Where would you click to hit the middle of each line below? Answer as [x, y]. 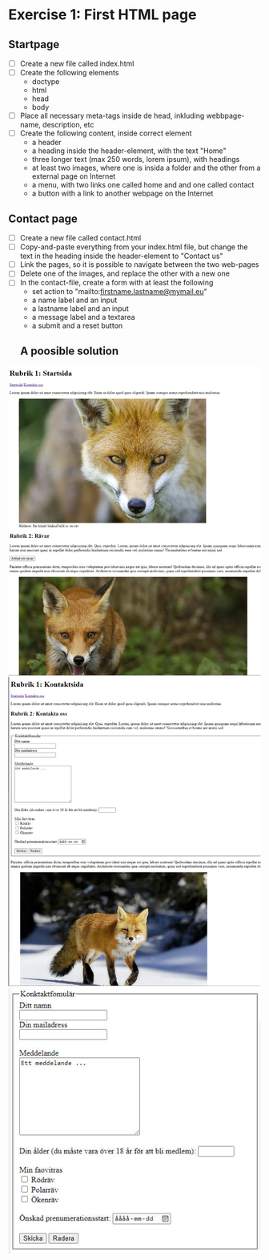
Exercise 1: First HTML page [102, 15]
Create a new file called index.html [77, 63]
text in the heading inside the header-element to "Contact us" [122, 256]
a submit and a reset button [77, 325]
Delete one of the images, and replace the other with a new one [125, 273]
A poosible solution [69, 351]
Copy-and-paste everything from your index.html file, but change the [134, 247]
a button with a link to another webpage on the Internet [122, 193]
